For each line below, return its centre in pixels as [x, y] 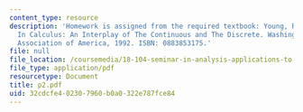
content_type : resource [54, 18]
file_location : [38, 60]
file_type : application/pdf [62, 69]
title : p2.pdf [36, 85]
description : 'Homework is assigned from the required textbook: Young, [149, 26]
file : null [30, 51]
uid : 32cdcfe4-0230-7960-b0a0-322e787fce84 [92, 93]
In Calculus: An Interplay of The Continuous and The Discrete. [141, 34]
